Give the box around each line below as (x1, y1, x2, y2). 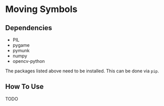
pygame (12, 42, 30, 48)
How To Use (5, 82, 44, 91)
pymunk (12, 48, 30, 53)
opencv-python (12, 58, 45, 64)
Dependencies (5, 24, 52, 32)
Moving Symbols (5, 4, 77, 15)
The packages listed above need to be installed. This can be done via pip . (5, 68, 159, 74)
